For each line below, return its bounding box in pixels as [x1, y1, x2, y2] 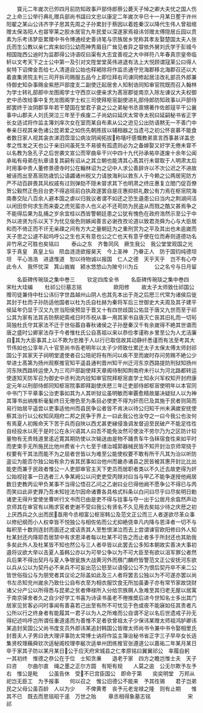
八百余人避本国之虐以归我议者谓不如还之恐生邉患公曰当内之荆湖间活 [27, 195, 197, 202]
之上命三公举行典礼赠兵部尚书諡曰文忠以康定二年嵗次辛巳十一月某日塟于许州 [6, 13, 197, 20]
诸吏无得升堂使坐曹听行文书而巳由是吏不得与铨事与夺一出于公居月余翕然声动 [6, 496, 197, 503]
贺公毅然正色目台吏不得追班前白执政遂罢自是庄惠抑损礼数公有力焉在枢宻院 [6, 187, 192, 194]
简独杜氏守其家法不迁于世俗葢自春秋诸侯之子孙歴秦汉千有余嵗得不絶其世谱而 [6, 321, 197, 329]
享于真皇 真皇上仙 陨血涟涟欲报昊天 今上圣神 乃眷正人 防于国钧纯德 [6, 248, 192, 255]
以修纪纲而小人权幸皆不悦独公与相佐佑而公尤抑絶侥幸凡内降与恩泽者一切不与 [6, 518, 197, 526]
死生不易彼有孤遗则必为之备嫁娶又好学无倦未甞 [74, 142, 192, 149]
